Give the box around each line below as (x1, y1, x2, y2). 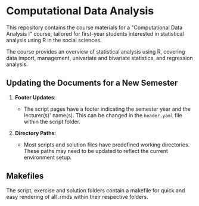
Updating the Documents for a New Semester (6, 78, 178, 88)
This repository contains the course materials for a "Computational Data (6, 24, 183, 31)
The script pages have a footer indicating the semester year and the (23, 105, 191, 113)
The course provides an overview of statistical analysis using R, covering (6, 48, 185, 55)
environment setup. (23, 154, 72, 161)
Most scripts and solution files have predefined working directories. (23, 141, 190, 148)
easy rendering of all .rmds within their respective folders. (6, 193, 148, 200)
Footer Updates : (14, 93, 56, 101)
